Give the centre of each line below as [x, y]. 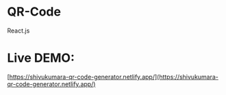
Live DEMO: [41, 58]
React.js [18, 31]
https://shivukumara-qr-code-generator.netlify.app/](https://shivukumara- [114, 77]
